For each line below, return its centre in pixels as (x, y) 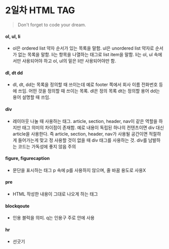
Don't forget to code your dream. (52, 25)
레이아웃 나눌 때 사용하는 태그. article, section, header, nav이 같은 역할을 (85, 121)
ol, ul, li (13, 36)
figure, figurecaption (27, 158)
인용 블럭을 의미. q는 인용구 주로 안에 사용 (53, 218)
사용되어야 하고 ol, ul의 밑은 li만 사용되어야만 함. (69, 61)
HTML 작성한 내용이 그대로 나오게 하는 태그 (55, 194)
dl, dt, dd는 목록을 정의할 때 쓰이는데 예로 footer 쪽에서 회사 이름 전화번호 (85, 85)
